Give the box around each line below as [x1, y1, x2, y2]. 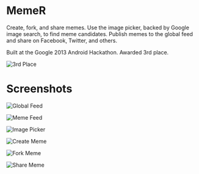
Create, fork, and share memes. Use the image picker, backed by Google [6, 24, 189, 31]
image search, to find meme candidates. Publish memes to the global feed [6, 30, 194, 37]
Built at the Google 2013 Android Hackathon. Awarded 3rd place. [6, 48, 169, 56]
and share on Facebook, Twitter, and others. [6, 37, 118, 44]
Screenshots [6, 82, 73, 96]
